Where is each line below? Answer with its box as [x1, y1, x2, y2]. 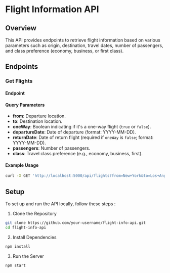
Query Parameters [5, 102, 45, 108]
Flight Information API [5, 4, 100, 15]
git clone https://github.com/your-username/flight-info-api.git [5, 220, 146, 225]
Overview [5, 24, 37, 32]
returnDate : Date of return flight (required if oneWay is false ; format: [12, 134, 154, 141]
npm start [5, 263, 26, 268]
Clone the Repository [12, 211, 57, 216]
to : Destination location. [12, 118, 63, 124]
